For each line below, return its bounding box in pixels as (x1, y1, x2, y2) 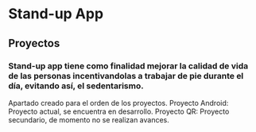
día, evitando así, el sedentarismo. (8, 80, 145, 91)
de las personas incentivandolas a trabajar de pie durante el (8, 70, 244, 81)
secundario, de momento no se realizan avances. (8, 115, 169, 124)
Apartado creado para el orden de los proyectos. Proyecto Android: (8, 98, 229, 107)
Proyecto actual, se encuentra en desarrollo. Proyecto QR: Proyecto (8, 107, 230, 116)
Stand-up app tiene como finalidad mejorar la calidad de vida (8, 60, 249, 72)
